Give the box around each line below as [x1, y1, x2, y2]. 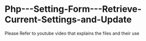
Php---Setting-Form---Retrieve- [4, 3, 142, 15]
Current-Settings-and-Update [4, 14, 132, 25]
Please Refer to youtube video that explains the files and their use [4, 30, 140, 36]
